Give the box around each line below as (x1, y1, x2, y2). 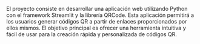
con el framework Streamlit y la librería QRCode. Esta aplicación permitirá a (6, 11, 195, 19)
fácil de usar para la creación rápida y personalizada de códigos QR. (6, 31, 177, 38)
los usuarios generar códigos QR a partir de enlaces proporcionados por (6, 18, 187, 25)
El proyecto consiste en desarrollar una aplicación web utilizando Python (6, 5, 188, 12)
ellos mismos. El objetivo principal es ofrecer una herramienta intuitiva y (6, 24, 186, 31)
